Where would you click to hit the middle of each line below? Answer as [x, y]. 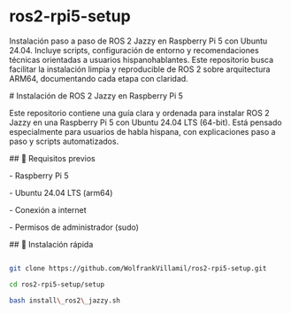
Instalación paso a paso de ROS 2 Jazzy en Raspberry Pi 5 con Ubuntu [138, 41]
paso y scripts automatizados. [64, 141]
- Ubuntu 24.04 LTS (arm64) [61, 192]
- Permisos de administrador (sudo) [74, 227]
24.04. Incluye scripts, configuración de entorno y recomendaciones [134, 50]
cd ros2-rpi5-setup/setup [57, 284]
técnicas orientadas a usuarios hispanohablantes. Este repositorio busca [142, 59]
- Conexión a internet [48, 209]
